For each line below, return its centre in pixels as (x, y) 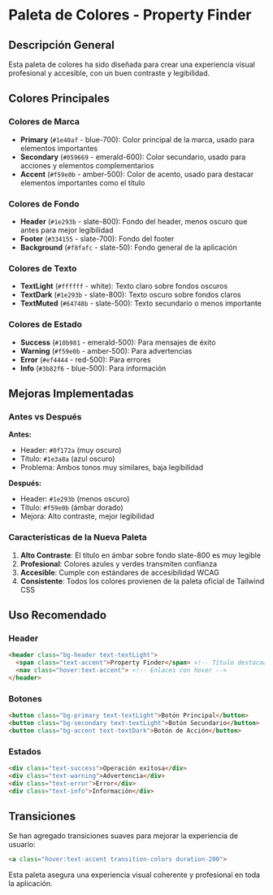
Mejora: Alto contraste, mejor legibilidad (87, 516)
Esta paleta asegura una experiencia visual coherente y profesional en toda (134, 875)
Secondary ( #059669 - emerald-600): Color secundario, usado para (133, 157)
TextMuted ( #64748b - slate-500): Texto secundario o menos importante (141, 303)
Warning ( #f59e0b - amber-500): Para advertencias (106, 350)
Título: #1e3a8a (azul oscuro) (67, 459)
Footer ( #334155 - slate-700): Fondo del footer (97, 238)
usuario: (22, 845)
